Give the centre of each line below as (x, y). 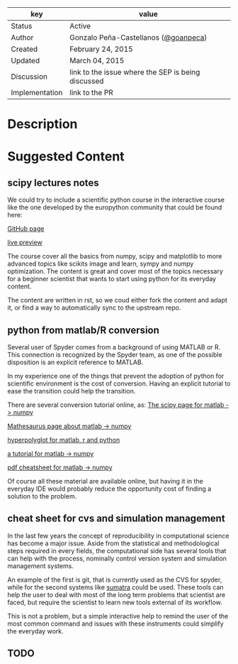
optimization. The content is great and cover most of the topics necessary (115, 271)
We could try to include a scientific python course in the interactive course (116, 200)
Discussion (29, 76)
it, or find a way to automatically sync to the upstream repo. (94, 307)
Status (22, 26)
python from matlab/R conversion (83, 330)
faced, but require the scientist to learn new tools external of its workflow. (115, 602)
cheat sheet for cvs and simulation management (116, 519)
